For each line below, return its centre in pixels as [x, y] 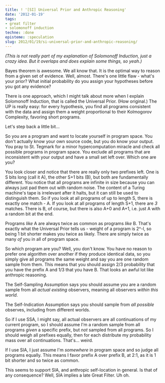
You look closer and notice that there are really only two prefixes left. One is [82, 172]
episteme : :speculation [30, 38]
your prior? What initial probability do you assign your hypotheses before [79, 81]
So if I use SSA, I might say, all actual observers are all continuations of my [81, 319]
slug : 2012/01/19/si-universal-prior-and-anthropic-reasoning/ [71, 42]
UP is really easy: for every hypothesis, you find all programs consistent [78, 106]
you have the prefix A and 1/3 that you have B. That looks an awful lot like [80, 269]
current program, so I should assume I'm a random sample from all [73, 324]
